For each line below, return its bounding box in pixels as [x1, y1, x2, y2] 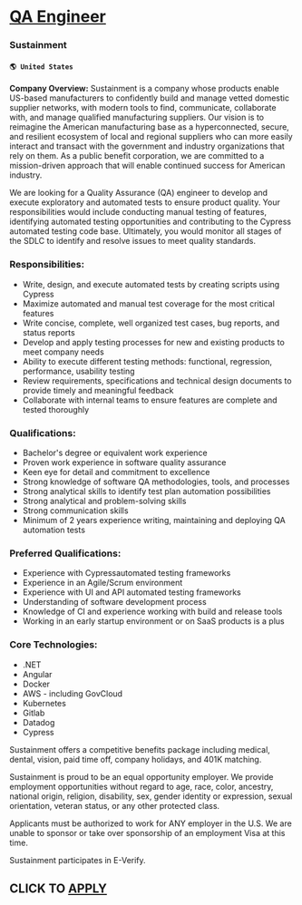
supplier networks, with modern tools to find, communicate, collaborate [9, 102, 277, 113]
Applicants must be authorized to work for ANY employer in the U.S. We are [9, 818, 292, 829]
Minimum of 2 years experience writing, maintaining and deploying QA [22, 514, 286, 525]
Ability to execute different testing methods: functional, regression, [22, 355, 273, 366]
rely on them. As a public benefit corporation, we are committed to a [9, 151, 265, 161]
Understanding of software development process [22, 597, 207, 608]
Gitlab [22, 707, 45, 718]
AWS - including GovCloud [22, 687, 123, 699]
